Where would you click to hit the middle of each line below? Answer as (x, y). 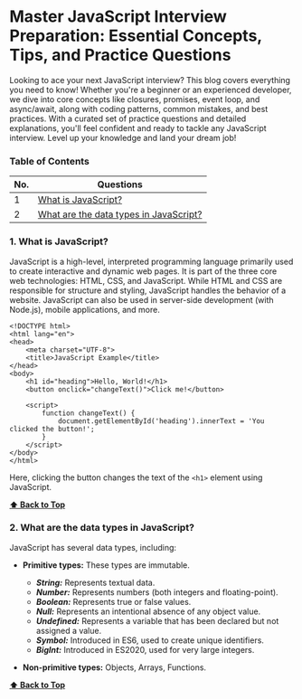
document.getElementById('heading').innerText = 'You (161, 421)
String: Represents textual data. (95, 582)
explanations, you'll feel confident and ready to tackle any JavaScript (138, 128)
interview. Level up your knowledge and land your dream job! (123, 137)
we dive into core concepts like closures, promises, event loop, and (135, 99)
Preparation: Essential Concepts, (136, 36)
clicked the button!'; (52, 429)
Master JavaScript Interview (118, 17)
